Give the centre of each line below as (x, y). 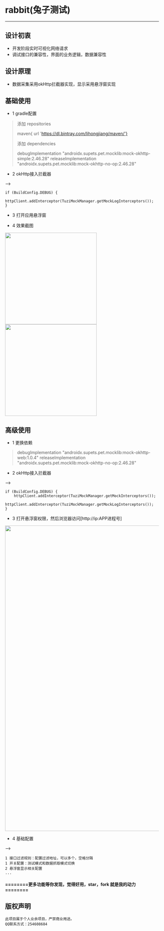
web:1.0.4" (28, 458)
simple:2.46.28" (33, 159)
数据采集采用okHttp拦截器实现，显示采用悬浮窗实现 (64, 84)
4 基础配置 (23, 839)
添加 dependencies (36, 144)
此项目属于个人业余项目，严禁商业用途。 (40, 919)
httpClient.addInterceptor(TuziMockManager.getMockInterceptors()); (85, 496)
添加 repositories (34, 124)
